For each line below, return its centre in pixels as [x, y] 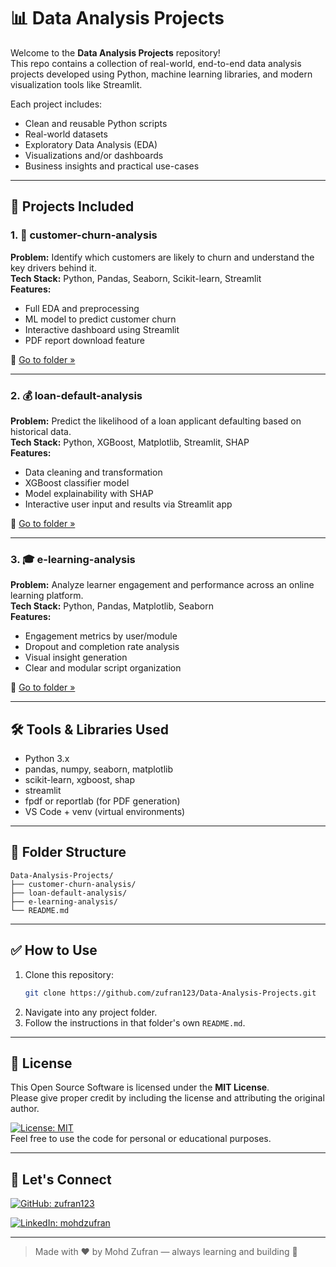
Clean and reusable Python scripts [96, 123]
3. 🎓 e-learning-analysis [73, 559]
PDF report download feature [84, 340]
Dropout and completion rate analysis [102, 647]
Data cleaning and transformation [93, 472]
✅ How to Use [54, 950]
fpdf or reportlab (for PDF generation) [102, 801]
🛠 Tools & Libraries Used [89, 729]
